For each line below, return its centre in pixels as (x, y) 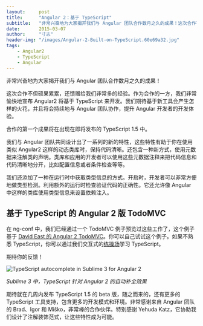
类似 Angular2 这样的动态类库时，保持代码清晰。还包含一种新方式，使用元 (98, 149)
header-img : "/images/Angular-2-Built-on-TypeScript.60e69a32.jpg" (93, 40)
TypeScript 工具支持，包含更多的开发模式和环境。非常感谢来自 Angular (95, 302)
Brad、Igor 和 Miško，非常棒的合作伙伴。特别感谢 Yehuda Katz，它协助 (102, 310)
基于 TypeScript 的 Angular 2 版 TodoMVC (86, 213)
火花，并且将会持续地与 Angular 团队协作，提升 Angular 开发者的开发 (103, 108)
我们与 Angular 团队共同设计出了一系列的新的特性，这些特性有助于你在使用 (100, 142)
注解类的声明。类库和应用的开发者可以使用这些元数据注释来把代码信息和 (107, 157)
